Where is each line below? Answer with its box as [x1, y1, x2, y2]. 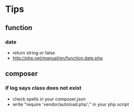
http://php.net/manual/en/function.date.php [12, 55, 103, 61]
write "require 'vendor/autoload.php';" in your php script [12, 101, 129, 107]
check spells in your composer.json [12, 96, 86, 102]
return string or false [12, 49, 55, 55]
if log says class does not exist [5, 84, 82, 91]
